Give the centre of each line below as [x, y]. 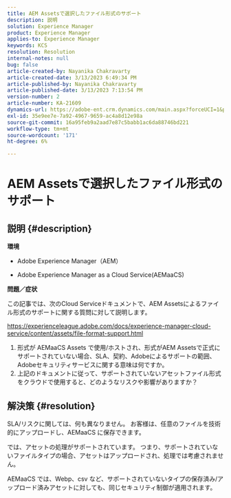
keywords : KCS [27, 45]
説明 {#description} [50, 228]
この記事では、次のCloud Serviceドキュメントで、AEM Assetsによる [104, 304]
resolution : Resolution [41, 52]
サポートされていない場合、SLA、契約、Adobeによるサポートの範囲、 [116, 356]
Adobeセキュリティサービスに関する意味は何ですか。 [92, 365]
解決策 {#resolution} [51, 406]
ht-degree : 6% [27, 142]
